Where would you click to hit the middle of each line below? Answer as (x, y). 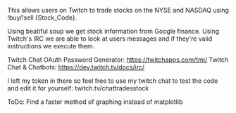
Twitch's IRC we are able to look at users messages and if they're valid (110, 39)
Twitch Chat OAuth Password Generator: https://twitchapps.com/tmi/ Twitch (118, 60)
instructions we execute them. (51, 46)
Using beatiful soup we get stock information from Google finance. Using (113, 31)
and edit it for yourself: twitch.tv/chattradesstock (78, 88)
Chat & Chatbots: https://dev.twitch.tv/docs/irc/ (76, 67)
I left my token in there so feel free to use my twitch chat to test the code (113, 81)
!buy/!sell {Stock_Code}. (42, 18)
